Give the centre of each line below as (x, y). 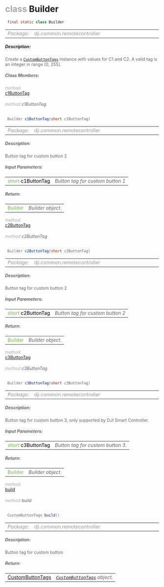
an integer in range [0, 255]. (33, 64)
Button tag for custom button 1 (90, 181)
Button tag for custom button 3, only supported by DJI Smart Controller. (77, 420)
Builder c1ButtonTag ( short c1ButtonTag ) (49, 119)
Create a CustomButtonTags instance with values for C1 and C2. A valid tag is (81, 59)
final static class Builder (36, 22)
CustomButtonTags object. (84, 577)
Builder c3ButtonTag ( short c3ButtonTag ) (49, 383)
